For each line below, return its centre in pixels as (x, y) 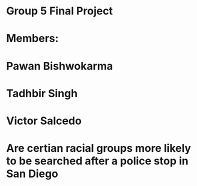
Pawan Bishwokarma (59, 66)
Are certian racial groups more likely (98, 148)
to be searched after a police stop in (98, 161)
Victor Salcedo (44, 121)
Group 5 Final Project (59, 11)
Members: (32, 39)
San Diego (32, 174)
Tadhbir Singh (42, 93)
